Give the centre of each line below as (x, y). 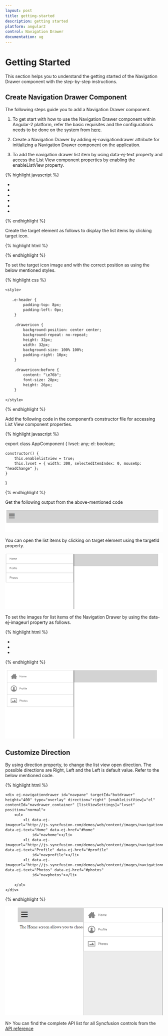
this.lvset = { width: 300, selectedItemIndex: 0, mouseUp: (78, 463)
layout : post (19, 11)
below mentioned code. (29, 775)
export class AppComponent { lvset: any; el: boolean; (60, 444)
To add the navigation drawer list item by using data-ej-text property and (87, 154)
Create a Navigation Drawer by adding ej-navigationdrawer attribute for (86, 139)
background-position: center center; (62, 330)
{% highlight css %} (26, 280)
